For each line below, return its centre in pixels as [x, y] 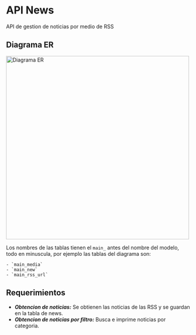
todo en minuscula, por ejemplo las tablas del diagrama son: [78, 253]
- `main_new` [22, 270]
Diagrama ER [30, 45]
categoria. [27, 326]
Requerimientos [36, 293]
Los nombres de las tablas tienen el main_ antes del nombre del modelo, [93, 248]
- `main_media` [25, 265]
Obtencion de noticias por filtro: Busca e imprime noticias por [90, 319]
